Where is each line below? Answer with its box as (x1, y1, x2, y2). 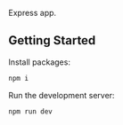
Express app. (8, 8, 57, 18)
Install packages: (8, 57, 70, 67)
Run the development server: (8, 90, 115, 100)
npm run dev (8, 106, 53, 116)
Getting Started (8, 33, 96, 48)
